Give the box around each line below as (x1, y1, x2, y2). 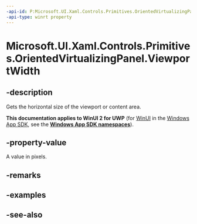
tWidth (6, 64, 40, 77)
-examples (6, 190, 46, 200)
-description (6, 87, 53, 97)
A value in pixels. (6, 153, 47, 160)
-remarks (6, 170, 41, 180)
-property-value (6, 137, 67, 147)
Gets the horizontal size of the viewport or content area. (6, 103, 142, 110)
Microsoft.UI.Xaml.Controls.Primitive (6, 39, 191, 53)
